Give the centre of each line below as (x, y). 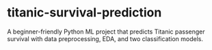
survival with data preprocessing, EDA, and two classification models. (105, 38)
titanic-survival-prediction (84, 13)
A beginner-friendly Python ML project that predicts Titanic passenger (106, 32)
